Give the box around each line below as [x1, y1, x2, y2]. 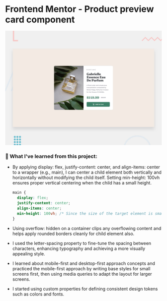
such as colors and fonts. [12, 291, 65, 297]
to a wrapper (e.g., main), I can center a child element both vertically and [12, 170, 162, 176]
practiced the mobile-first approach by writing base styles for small [12, 265, 151, 271]
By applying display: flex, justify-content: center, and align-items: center [12, 164, 161, 170]
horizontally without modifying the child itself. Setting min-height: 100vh [12, 175, 160, 181]
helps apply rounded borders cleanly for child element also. [12, 231, 135, 237]
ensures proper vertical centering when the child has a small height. [12, 180, 152, 186]
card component [5, 14, 75, 25]
